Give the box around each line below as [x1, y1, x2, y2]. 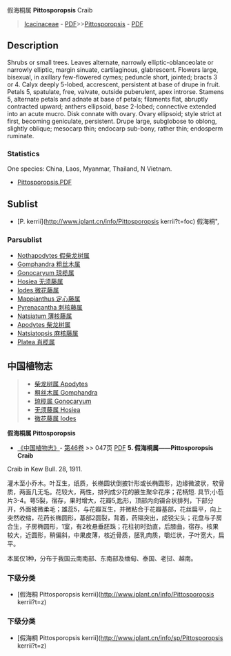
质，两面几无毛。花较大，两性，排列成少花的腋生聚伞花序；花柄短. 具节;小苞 [7, 488, 224, 496]
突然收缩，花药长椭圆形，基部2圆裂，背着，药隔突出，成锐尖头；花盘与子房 [7, 514, 223, 522]
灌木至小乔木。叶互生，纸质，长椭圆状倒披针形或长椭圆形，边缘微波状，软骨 [7, 479, 225, 487]
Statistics [7, 149, 40, 158]
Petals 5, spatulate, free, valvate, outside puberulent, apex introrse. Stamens [7, 87, 224, 95]
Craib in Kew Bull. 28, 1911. [7, 465, 83, 474]
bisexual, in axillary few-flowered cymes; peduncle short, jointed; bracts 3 [7, 73, 218, 81]
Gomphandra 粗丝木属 [17, 260, 81, 268]
